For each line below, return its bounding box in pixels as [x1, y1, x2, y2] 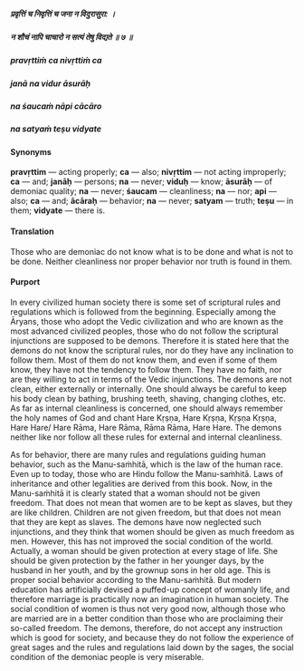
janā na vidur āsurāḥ [10, 78, 91, 89]
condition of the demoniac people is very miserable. [10, 651, 204, 662]
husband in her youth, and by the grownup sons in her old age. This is [10, 564, 271, 576]
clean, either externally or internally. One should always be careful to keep [10, 383, 288, 394]
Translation [10, 226, 54, 237]
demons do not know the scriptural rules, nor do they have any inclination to [10, 345, 294, 355]
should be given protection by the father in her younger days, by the [10, 555, 265, 566]
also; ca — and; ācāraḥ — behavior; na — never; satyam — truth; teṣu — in [10, 196, 294, 207]
